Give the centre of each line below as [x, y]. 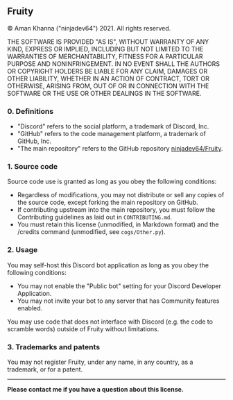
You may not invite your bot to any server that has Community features [118, 301]
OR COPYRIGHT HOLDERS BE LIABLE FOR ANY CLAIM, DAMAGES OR [107, 71]
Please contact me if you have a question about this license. [95, 389]
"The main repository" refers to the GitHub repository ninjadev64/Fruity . [120, 149]
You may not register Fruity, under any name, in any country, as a [100, 362]
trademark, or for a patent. [45, 369]
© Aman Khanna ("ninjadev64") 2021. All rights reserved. [89, 28]
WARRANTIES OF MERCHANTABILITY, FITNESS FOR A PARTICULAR [105, 56]
